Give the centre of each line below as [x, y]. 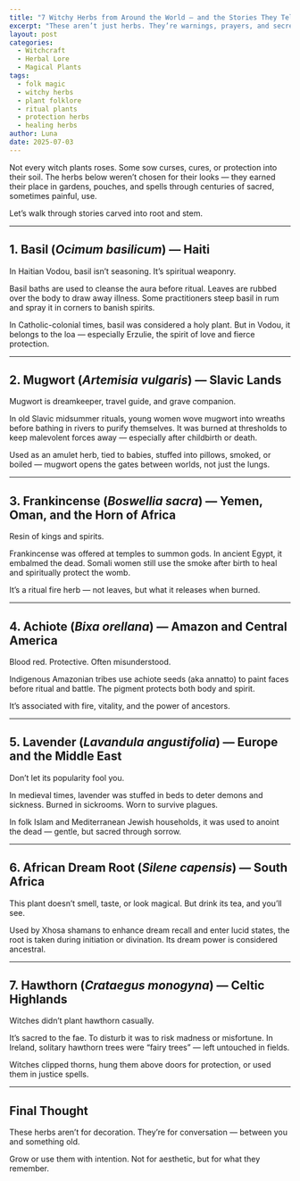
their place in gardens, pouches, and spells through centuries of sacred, [142, 186]
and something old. [45, 1142]
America [33, 640]
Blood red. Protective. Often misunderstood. [90, 662]
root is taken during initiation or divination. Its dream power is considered [144, 939]
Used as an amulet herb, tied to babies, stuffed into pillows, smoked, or [140, 455]
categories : [31, 42]
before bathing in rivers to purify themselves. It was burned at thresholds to [148, 428]
